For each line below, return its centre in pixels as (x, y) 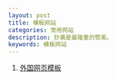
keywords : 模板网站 (38, 45)
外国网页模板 (40, 68)
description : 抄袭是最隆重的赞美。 (60, 37)
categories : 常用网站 (41, 30)
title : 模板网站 (32, 23)
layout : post (29, 15)
